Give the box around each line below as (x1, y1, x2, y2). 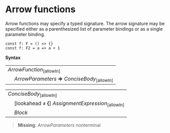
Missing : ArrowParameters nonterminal (17, 122, 101, 128)
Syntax (5, 55, 21, 61)
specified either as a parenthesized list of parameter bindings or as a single (5, 25, 163, 32)
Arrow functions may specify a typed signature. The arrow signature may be (5, 20, 165, 26)
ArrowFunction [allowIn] (8, 66, 61, 74)
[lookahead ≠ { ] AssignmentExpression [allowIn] (14, 99, 125, 108)
